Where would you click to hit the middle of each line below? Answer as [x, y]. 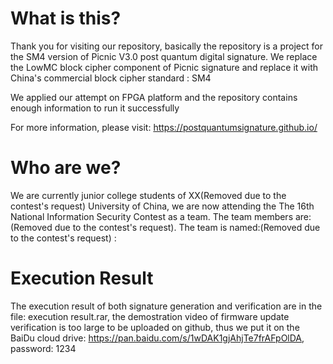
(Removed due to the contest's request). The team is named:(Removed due [165, 227]
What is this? [66, 18]
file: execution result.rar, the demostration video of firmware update [150, 316]
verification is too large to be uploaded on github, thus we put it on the [155, 327]
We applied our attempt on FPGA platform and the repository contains [154, 97]
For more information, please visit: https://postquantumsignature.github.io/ [164, 127]
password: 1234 [43, 348]
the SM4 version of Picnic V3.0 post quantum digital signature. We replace [164, 56]
